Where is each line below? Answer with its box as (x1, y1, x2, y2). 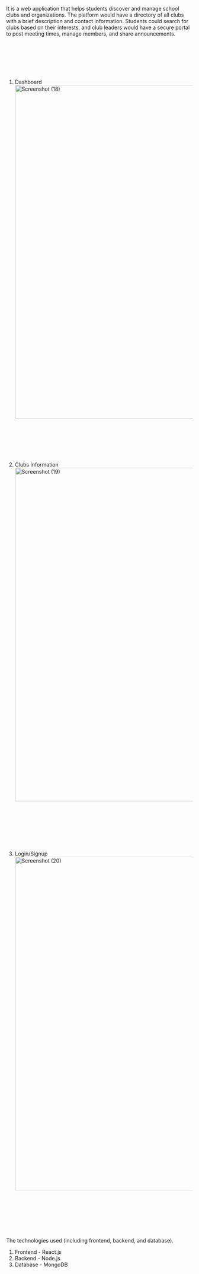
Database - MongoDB (14, 1261, 68, 1268)
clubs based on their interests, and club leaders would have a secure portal (6, 24, 190, 31)
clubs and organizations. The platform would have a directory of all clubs (6, 11, 184, 18)
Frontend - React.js (14, 1249, 62, 1256)
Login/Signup (14, 850, 48, 857)
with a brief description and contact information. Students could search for (6, 18, 188, 24)
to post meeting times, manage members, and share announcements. (6, 30, 176, 37)
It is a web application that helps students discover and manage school (6, 5, 179, 12)
